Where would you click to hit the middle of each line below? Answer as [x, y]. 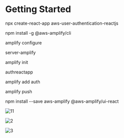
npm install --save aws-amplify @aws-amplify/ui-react [62, 101]
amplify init [17, 62]
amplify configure [23, 43]
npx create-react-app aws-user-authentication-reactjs [62, 23]
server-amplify [21, 52]
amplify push [19, 91]
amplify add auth [23, 82]
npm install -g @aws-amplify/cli [38, 33]
